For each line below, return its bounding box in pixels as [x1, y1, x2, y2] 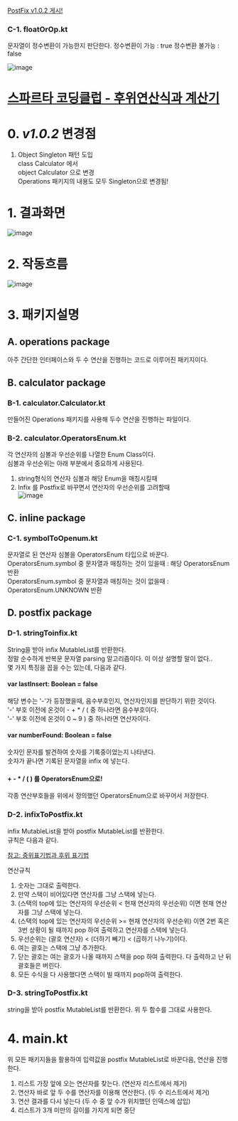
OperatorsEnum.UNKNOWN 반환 [7, 586, 102, 594]
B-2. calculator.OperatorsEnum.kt [7, 433, 126, 443]
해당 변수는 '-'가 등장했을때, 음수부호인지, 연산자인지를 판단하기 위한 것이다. [7, 696, 217, 705]
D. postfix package [7, 607, 92, 619]
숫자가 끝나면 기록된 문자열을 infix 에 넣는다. [7, 757, 130, 765]
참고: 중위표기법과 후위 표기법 [7, 851, 90, 859]
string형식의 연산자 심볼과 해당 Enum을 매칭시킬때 [17, 474, 158, 483]
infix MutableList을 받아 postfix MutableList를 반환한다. [7, 826, 165, 835]
